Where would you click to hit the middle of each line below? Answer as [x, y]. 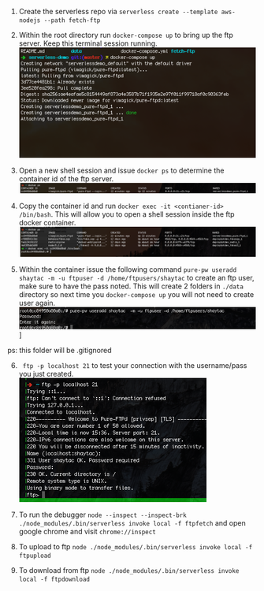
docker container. [47, 223]
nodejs [30, 20]
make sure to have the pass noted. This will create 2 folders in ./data [131, 286]
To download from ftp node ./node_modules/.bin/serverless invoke [129, 570]
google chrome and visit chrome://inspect [87, 531]
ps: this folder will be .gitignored [59, 350]
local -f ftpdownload [54, 579]
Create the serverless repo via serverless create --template [118, 11]
